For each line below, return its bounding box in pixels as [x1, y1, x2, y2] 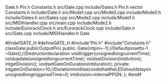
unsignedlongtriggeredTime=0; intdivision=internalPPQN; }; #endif [5, 72, 142, 77]
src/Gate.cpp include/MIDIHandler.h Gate [5, 31, 90, 36]
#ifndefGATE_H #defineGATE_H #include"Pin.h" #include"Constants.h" [5, 40, 151, 46]
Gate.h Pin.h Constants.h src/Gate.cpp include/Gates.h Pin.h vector [5, 4, 143, 10]
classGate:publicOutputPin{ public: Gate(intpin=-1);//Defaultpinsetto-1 [5, 45, 148, 51]
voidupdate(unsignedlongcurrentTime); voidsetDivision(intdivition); [5, 56, 143, 61]
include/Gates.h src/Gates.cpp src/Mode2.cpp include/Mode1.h [5, 15, 135, 20]
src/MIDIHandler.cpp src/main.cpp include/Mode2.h [5, 20, 112, 26]
